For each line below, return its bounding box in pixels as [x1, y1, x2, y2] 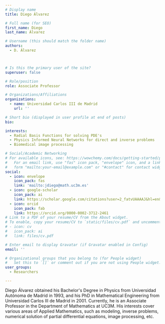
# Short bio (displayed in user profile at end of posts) [5, 115, 126, 120]
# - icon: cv [5, 225, 32, 229]
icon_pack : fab [14, 206, 45, 211]
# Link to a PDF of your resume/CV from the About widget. [5, 215, 129, 220]
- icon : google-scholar [9, 188, 58, 193]
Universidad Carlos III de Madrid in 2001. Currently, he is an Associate [5, 297, 146, 303]
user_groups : [5, 265, 32, 270]
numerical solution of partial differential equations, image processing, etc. [5, 313, 154, 319]
